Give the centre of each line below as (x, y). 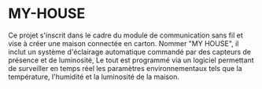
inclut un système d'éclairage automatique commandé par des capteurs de (130, 52)
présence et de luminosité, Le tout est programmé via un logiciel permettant (131, 60)
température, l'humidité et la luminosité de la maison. (94, 77)
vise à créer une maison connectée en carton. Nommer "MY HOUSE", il (124, 43)
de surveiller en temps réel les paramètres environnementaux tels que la (125, 68)
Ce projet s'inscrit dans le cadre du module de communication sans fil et (125, 35)
